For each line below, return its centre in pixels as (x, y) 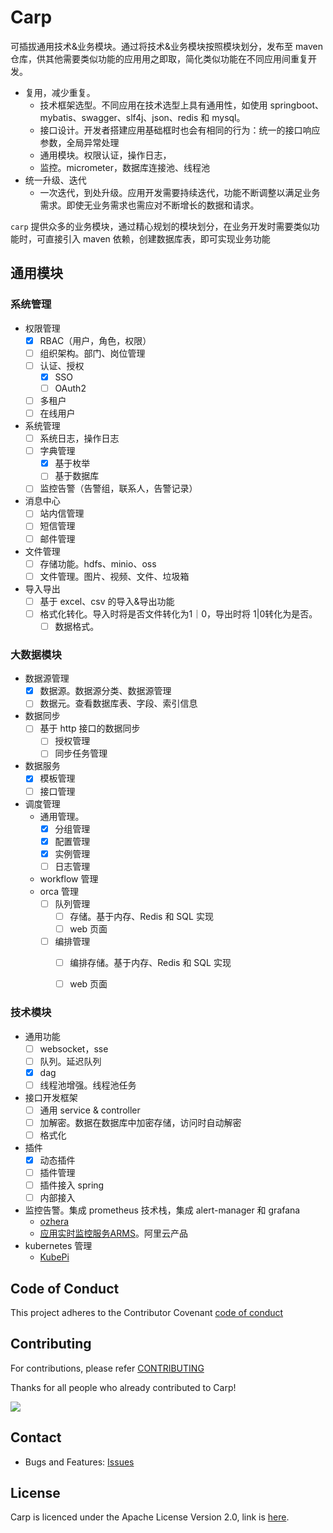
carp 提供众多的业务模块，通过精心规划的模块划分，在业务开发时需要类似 (161, 226)
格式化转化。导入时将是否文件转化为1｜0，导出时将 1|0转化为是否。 (178, 613)
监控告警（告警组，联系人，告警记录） (118, 488)
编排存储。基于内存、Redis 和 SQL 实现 (150, 963)
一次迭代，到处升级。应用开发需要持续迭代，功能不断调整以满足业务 (180, 192)
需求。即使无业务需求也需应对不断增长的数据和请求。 (149, 205)
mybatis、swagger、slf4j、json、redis (119, 117)
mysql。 (228, 117)
